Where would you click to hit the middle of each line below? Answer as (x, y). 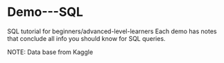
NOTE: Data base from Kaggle (50, 52)
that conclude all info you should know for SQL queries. (86, 38)
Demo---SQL (45, 12)
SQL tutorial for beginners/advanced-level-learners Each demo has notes (112, 31)
